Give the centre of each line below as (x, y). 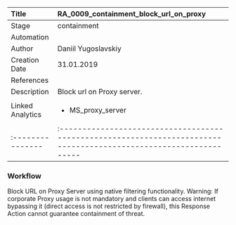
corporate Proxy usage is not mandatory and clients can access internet (112, 199)
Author (22, 49)
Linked (22, 106)
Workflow (25, 176)
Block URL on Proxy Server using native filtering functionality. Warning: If (113, 191)
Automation (30, 37)
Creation (25, 60)
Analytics (26, 114)
